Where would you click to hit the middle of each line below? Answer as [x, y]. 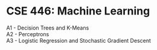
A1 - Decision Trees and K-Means [48, 28]
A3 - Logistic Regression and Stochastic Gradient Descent [78, 40]
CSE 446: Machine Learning [78, 11]
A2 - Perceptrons [28, 34]
